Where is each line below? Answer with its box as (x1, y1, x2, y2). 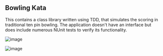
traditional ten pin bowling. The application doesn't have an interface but (5, 22, 152, 28)
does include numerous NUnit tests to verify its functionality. (5, 27, 127, 33)
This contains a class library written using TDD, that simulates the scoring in (5, 16, 158, 22)
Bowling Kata (5, 4, 47, 12)
